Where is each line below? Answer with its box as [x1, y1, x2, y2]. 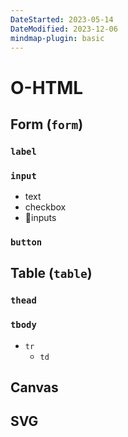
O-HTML [10, 76, 84, 99]
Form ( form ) [10, 116, 84, 133]
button [10, 237, 43, 248]
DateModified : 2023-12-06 [10, 24, 118, 34]
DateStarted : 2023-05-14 [10, 14, 114, 25]
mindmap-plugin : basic [10, 33, 105, 43]
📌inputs [24, 212, 57, 224]
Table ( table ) [10, 265, 93, 282]
